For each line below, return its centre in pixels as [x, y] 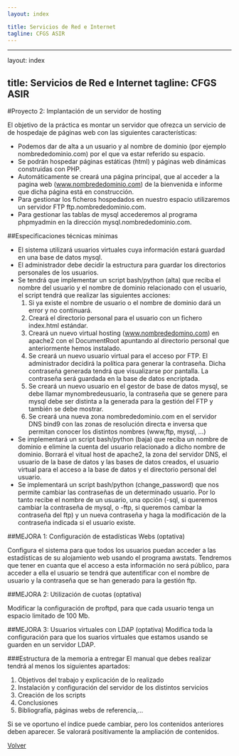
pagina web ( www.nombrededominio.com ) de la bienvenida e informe [120, 184]
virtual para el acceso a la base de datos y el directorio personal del [117, 470]
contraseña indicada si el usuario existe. [76, 523]
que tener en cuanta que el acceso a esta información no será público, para [118, 566]
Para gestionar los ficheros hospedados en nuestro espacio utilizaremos [124, 200]
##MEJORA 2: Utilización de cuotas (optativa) [75, 594]
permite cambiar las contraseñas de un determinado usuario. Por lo [116, 492]
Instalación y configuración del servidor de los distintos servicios [113, 688]
